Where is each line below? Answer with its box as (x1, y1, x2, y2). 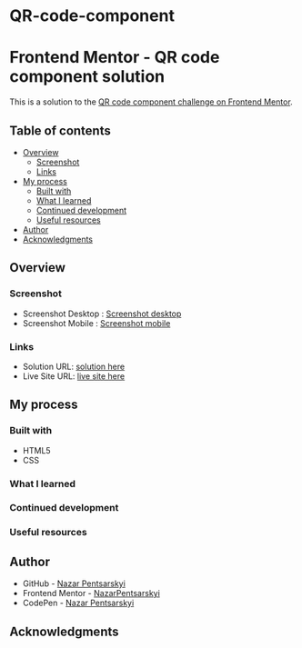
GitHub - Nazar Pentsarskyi (22, 578, 126, 589)
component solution (9, 66, 166, 87)
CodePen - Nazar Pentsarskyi (22, 597, 135, 609)
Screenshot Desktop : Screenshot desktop (22, 308, 182, 319)
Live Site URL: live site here (22, 370, 126, 382)
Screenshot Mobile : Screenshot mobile (22, 317, 171, 328)
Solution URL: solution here (22, 361, 126, 372)
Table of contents (9, 123, 111, 138)
